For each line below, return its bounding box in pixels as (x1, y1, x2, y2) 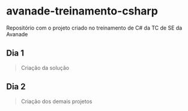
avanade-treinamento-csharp (6, 4, 158, 18)
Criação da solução (20, 64, 70, 71)
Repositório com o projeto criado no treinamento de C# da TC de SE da (6, 24, 183, 31)
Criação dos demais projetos (20, 98, 92, 105)
